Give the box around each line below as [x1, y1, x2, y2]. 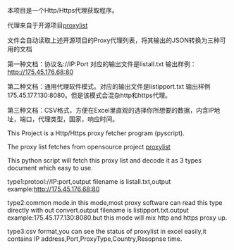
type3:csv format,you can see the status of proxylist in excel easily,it [7, 227, 207, 235]
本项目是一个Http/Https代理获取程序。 [7, 6, 118, 14]
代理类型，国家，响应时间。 [37, 115, 118, 123]
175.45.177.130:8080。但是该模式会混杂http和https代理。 [7, 91, 171, 99]
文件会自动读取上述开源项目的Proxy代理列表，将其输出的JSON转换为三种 [7, 36, 220, 44]
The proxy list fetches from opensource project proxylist [7, 143, 171, 151]
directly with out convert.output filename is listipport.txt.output [7, 206, 189, 214]
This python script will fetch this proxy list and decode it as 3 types [7, 156, 202, 164]
